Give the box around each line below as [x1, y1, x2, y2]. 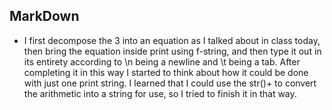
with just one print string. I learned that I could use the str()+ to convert [23, 77, 317, 89]
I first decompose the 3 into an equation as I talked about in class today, [23, 34, 321, 46]
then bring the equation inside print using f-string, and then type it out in [23, 45, 322, 57]
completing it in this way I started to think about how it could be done [23, 66, 309, 78]
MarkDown [9, 8, 80, 25]
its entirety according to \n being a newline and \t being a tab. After [23, 55, 301, 68]
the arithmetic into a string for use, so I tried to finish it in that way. [23, 87, 297, 99]
